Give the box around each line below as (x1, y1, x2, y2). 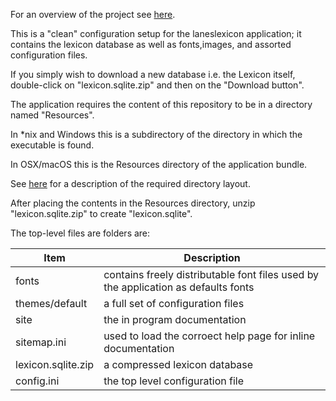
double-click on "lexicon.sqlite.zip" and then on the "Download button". (10, 79, 305, 91)
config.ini (15, 374, 60, 388)
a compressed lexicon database (103, 358, 254, 371)
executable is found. (10, 139, 95, 151)
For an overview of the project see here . (10, 9, 176, 20)
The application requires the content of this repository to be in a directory (10, 99, 313, 110)
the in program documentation (103, 313, 247, 326)
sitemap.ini (15, 335, 67, 349)
